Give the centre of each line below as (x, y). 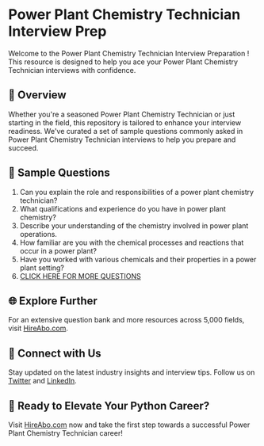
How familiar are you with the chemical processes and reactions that (132, 242)
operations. (38, 234)
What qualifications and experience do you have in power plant (122, 208)
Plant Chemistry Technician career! (65, 433)
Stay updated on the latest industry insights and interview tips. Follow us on (132, 372)
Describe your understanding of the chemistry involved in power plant (134, 225)
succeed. (23, 147)
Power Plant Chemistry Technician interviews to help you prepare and (122, 139)
